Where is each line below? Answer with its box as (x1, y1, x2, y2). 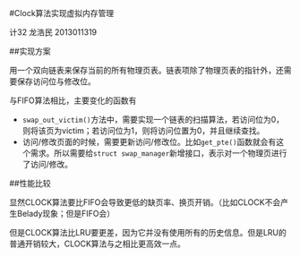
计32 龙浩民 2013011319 (9, 27, 98, 38)
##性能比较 (9, 178, 51, 188)
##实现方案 (9, 46, 51, 56)
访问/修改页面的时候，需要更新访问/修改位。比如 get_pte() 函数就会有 (21, 137, 277, 147)
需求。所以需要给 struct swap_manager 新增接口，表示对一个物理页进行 (30, 148, 287, 158)
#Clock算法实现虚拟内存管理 (9, 8, 115, 18)
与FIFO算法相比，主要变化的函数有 (9, 95, 137, 106)
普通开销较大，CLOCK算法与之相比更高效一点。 (9, 238, 186, 249)
